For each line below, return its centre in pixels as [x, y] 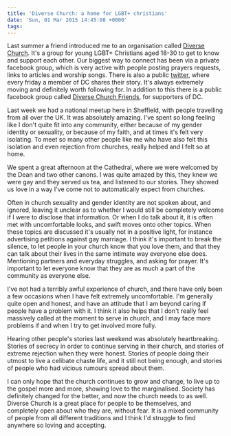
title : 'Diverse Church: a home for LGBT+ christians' [87, 13]
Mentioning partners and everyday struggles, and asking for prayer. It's [108, 261]
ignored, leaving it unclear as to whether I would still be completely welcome [115, 210]
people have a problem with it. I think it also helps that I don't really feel [108, 311]
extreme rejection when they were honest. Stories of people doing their [108, 353]
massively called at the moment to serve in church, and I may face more [109, 318]
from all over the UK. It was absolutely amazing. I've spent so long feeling [111, 118]
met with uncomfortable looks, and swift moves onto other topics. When [109, 225]
